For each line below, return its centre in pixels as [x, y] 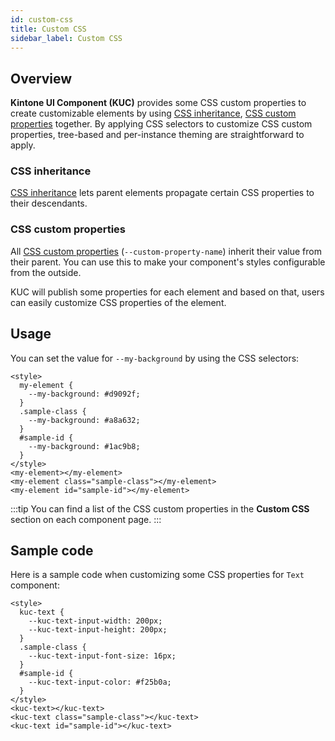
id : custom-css [42, 19]
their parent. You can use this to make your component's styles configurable [168, 262]
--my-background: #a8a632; [84, 420]
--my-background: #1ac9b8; [84, 446]
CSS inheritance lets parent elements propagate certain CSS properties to [162, 193]
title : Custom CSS [48, 29]
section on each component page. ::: [86, 519]
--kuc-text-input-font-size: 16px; [102, 656]
